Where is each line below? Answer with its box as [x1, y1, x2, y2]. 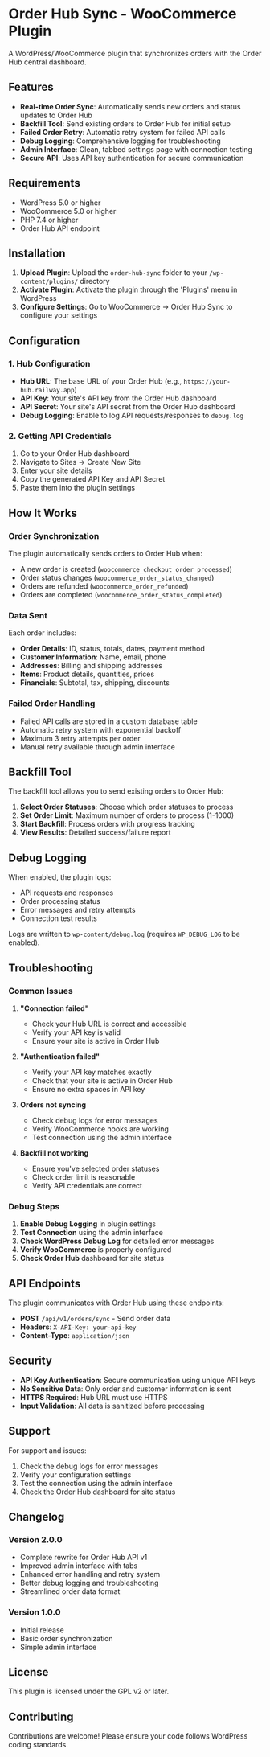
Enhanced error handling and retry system [19, 1570, 161, 1579]
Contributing [8, 1710, 74, 1723]
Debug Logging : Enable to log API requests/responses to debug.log [19, 411, 243, 421]
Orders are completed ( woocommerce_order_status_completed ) [19, 590, 223, 600]
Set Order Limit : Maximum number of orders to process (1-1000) [19, 811, 235, 820]
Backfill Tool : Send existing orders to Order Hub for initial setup [19, 118, 231, 129]
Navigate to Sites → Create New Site [19, 458, 141, 467]
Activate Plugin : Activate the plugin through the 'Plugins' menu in [19, 285, 238, 294]
